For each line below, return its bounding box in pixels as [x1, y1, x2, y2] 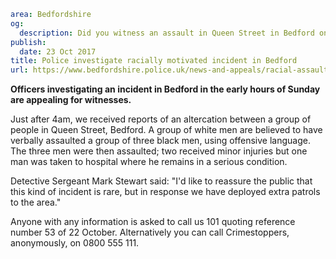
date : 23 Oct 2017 [19, 46, 97, 57]
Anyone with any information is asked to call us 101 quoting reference [10, 216, 296, 228]
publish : [10, 37, 47, 47]
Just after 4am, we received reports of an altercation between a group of [10, 113, 312, 125]
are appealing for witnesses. [10, 94, 132, 106]
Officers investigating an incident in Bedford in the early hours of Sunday [10, 83, 321, 95]
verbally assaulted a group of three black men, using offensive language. [10, 135, 311, 147]
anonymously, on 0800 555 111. [10, 237, 140, 249]
